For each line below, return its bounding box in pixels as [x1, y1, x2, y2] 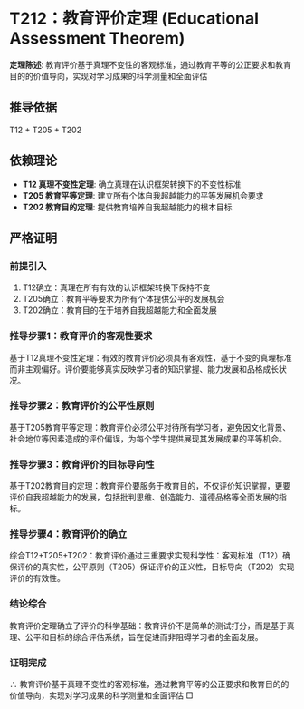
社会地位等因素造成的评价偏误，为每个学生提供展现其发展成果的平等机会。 [9, 432, 287, 444]
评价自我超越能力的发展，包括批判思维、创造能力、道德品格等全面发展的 [9, 491, 279, 503]
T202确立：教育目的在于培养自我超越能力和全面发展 [22, 305, 217, 316]
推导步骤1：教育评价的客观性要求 [9, 330, 153, 343]
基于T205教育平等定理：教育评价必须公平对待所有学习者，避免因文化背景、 [9, 422, 291, 432]
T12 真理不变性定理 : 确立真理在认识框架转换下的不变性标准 [22, 179, 242, 189]
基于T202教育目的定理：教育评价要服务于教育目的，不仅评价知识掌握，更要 [9, 481, 291, 491]
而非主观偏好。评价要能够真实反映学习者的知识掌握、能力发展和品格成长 [9, 364, 279, 374]
